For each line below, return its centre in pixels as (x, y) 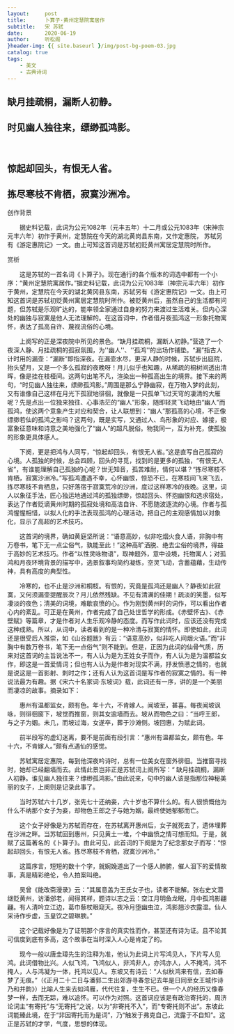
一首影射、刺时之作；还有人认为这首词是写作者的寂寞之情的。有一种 (129, 673)
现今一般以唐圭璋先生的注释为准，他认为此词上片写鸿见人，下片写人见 (120, 954)
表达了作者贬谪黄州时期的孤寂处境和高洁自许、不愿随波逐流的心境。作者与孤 (117, 504)
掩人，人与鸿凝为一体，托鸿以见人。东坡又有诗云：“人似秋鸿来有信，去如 (112, 971)
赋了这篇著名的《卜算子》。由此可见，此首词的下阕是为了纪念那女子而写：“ (114, 843)
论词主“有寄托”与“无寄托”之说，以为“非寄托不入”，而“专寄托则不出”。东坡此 (116, 1006)
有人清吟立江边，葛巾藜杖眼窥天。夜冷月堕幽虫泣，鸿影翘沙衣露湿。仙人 (123, 907)
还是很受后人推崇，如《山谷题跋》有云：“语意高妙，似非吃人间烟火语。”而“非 (117, 638)
